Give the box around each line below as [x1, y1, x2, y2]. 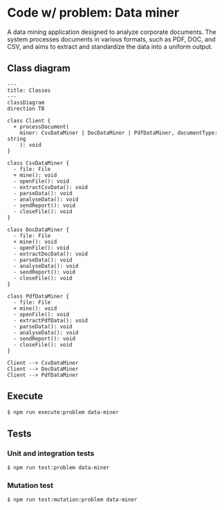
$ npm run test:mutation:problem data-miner [7, 496, 138, 503]
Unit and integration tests [7, 448, 95, 458]
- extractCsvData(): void [13, 183, 88, 191]
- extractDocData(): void [13, 251, 88, 257]
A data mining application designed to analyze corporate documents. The [7, 28, 216, 36]
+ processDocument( [13, 123, 70, 130]
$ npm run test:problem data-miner [7, 464, 110, 471]
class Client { [7, 117, 51, 124]
